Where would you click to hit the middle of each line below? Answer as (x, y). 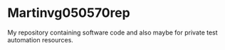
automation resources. (40, 39)
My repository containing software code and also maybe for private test (113, 32)
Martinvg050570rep (69, 13)
